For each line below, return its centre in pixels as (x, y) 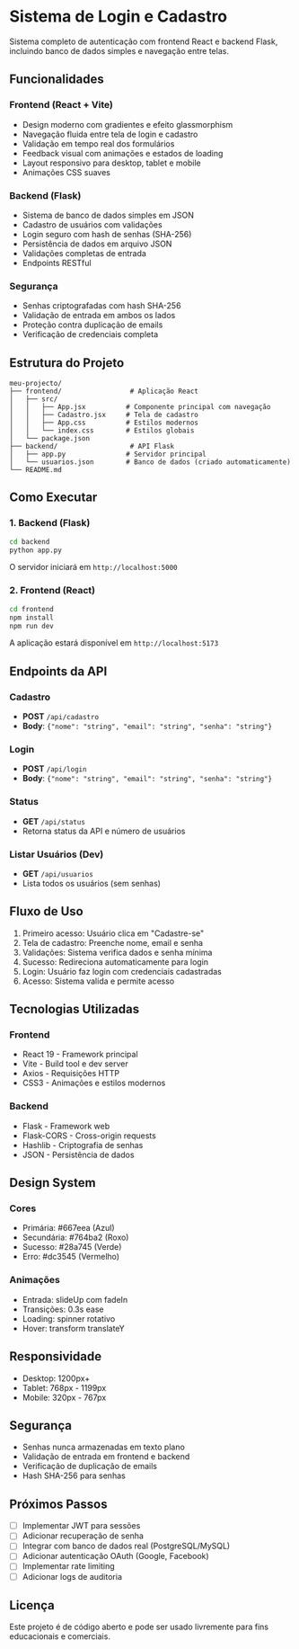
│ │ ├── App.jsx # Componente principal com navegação (140, 407)
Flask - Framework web (66, 1126)
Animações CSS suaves (66, 172)
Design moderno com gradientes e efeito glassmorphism (128, 124)
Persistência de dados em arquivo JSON (97, 244)
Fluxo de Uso (46, 911)
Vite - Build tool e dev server (75, 1064)
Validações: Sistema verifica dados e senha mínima (117, 952)
